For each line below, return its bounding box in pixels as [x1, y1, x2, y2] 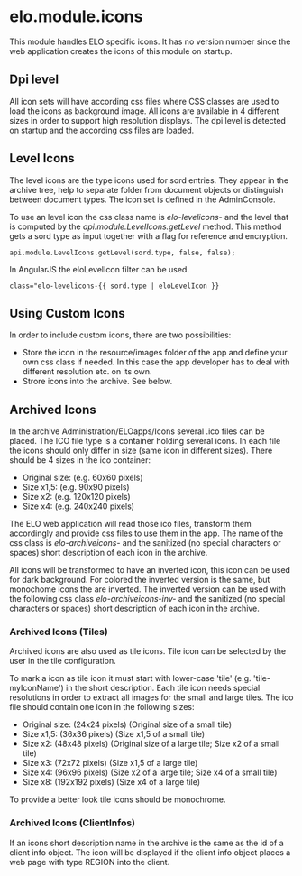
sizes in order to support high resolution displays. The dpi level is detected [9, 115, 287, 125]
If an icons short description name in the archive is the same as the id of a [9, 837, 284, 848]
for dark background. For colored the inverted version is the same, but [9, 575, 270, 586]
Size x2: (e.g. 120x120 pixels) [22, 492, 131, 503]
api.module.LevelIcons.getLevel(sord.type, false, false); [9, 248, 236, 257]
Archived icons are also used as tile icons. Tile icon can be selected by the [9, 646, 287, 657]
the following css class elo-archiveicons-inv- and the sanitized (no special [9, 594, 286, 604]
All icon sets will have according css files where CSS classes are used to [9, 96, 279, 106]
